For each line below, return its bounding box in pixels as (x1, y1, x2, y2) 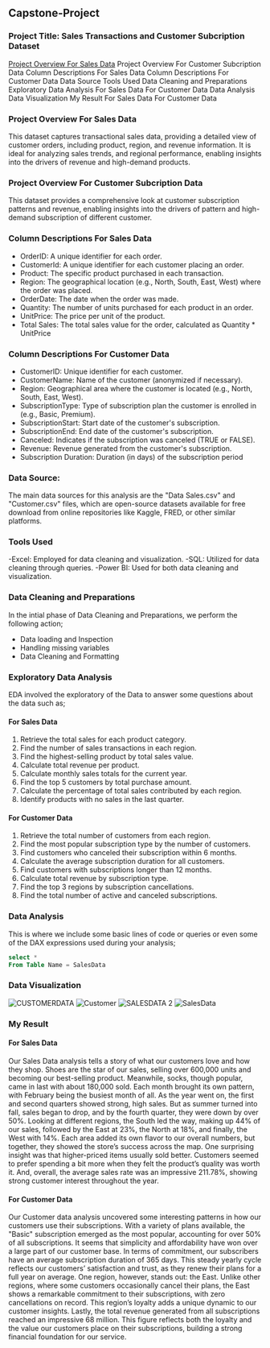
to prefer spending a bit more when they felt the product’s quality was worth (8, 1159, 260, 1168)
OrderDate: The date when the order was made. (19, 294, 179, 304)
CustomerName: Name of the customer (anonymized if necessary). (19, 374, 243, 385)
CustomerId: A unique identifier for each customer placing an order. (19, 259, 245, 269)
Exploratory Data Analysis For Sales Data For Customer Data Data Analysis (8, 85, 256, 94)
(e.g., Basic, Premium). (19, 409, 96, 419)
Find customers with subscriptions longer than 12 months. (19, 865, 212, 875)
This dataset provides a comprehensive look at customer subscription (8, 196, 239, 205)
